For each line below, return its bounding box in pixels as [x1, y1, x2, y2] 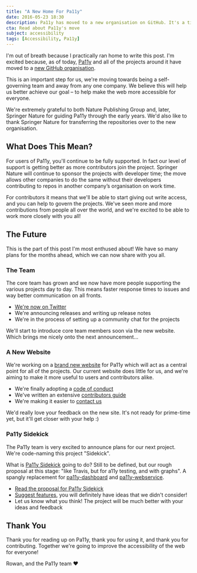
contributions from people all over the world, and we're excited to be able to [6, 206, 189, 213]
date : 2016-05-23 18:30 [6, 14, 64, 20]
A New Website [6, 348, 51, 356]
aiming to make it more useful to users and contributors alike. [6, 374, 154, 381]
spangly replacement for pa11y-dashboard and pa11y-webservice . [6, 474, 165, 481]
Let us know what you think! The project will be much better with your [14, 497, 184, 504]
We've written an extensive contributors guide [14, 391, 126, 398]
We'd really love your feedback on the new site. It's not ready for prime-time [6, 409, 191, 416]
